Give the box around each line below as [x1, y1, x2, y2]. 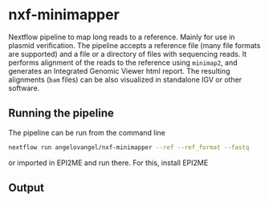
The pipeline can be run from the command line [8, 127, 166, 137]
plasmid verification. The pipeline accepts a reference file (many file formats [8, 40, 261, 50]
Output [8, 181, 44, 195]
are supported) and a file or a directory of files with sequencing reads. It [8, 49, 247, 59]
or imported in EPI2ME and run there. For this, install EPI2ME [8, 158, 209, 168]
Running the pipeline [8, 107, 114, 120]
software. [8, 83, 40, 93]
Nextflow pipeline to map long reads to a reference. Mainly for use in [8, 32, 235, 42]
